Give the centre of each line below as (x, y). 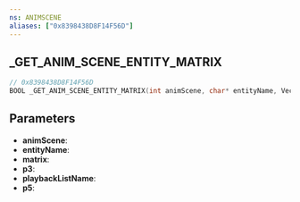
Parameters (42, 118)
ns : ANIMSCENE (36, 17)
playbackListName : (59, 178)
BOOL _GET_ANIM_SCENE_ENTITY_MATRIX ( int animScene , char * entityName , (143, 91)
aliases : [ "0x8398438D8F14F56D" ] (71, 26)
